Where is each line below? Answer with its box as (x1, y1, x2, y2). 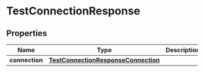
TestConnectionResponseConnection (49, 56, 160, 64)
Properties (6, 28, 47, 38)
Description (165, 46, 200, 54)
